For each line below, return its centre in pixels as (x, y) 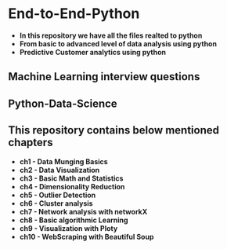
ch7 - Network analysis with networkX (83, 211)
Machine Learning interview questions (104, 77)
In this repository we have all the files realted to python (111, 35)
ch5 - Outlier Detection (58, 195)
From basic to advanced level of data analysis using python (118, 43)
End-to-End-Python (74, 14)
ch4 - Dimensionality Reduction (72, 186)
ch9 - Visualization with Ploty (68, 228)
